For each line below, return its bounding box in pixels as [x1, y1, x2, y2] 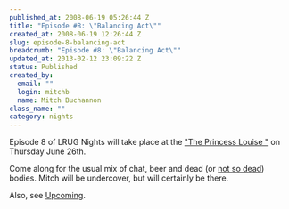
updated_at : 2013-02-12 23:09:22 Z [9, 54, 142, 63]
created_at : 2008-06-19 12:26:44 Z [9, 29, 142, 38]
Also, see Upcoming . [9, 190, 87, 201]
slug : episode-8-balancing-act [9, 37, 126, 47]
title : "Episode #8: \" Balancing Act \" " [9, 21, 162, 30]
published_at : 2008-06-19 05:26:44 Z [9, 12, 150, 22]
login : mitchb [17, 87, 70, 96]
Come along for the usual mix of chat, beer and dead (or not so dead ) [9, 164, 265, 174]
